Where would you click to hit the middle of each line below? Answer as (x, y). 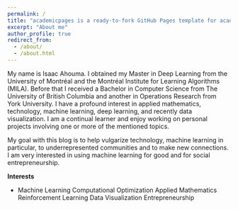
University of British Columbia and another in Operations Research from (112, 96)
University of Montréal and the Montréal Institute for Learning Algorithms (114, 81)
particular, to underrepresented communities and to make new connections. (118, 147)
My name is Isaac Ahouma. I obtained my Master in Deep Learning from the (118, 73)
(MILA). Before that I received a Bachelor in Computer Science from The (113, 89)
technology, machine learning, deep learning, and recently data (100, 111)
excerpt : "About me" (38, 27)
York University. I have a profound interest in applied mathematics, (104, 103)
